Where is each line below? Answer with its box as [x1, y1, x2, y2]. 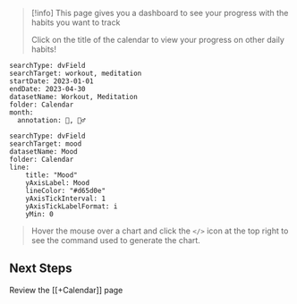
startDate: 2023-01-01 [9, 77, 94, 86]
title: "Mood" [25, 171, 78, 180]
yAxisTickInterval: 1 [25, 194, 106, 203]
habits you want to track [30, 17, 121, 28]
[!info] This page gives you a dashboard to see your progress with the [30, 8, 289, 18]
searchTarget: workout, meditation [9, 69, 142, 78]
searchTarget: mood [9, 139, 82, 148]
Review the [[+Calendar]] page [9, 284, 123, 295]
